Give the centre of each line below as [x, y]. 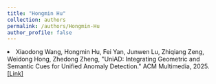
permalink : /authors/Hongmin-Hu [53, 26]
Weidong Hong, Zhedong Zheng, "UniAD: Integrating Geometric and [104, 59]
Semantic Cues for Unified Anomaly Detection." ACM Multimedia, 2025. [108, 66]
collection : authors [37, 20]
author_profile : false [40, 32]
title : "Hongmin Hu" [37, 13]
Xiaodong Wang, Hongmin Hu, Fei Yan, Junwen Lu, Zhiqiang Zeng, [110, 52]
